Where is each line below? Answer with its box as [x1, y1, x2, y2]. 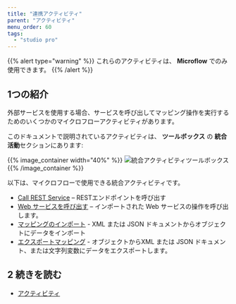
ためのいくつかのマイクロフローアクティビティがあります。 [7, 117, 178, 126]
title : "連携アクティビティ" [7, 10, 82, 18]
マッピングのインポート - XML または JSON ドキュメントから [17, 219, 196, 228]
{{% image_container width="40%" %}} [7, 156, 123, 164]
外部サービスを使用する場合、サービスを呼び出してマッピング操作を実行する [7, 108, 230, 116]
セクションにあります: [20, 140, 84, 149]
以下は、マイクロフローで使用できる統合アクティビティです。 [7, 178, 185, 187]
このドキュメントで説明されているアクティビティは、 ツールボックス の [7, 132, 213, 140]
